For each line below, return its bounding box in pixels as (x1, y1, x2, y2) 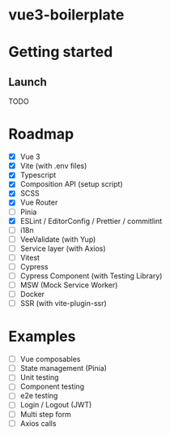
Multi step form (19, 409, 71, 419)
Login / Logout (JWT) (19, 400, 92, 410)
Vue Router (19, 197, 58, 208)
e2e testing (19, 391, 58, 401)
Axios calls (19, 418, 57, 428)
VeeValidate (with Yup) (19, 234, 96, 244)
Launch (8, 75, 47, 88)
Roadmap (8, 125, 74, 144)
